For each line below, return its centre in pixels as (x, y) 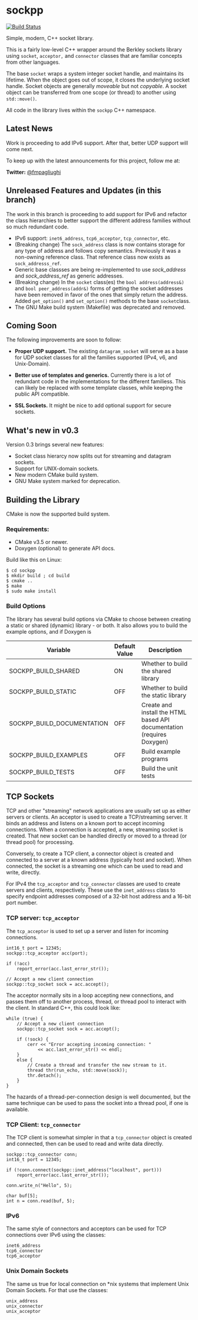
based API (155, 719)
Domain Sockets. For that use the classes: (57, 1290)
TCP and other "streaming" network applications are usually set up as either (98, 811)
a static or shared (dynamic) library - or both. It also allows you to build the (97, 625)
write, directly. (24, 872)
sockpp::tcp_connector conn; (42, 1155)
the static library (164, 695)
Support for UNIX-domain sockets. (57, 469)
